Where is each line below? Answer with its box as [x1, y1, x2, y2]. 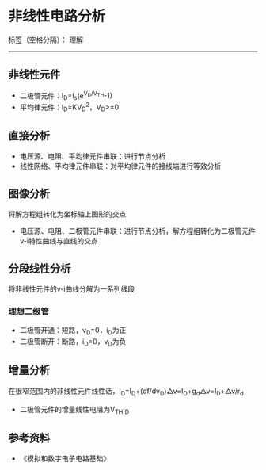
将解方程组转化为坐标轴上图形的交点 [8, 209, 127, 219]
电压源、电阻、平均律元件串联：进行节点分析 [19, 151, 166, 161]
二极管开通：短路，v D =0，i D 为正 [19, 326, 127, 337]
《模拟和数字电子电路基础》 [19, 453, 111, 464]
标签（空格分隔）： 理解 [8, 35, 83, 44]
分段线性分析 [8, 262, 71, 275]
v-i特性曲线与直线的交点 [19, 236, 98, 246]
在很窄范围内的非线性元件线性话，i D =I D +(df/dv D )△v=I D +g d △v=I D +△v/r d [8, 386, 244, 397]
